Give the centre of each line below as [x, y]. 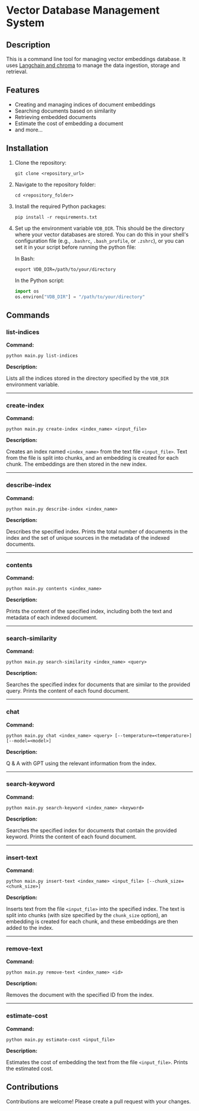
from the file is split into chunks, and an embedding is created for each [92, 458]
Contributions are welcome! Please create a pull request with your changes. [99, 1101]
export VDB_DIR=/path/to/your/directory [65, 269]
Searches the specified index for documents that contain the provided [92, 830]
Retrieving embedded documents [55, 117]
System [25, 23]
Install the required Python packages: [60, 206]
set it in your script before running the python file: [75, 247]
